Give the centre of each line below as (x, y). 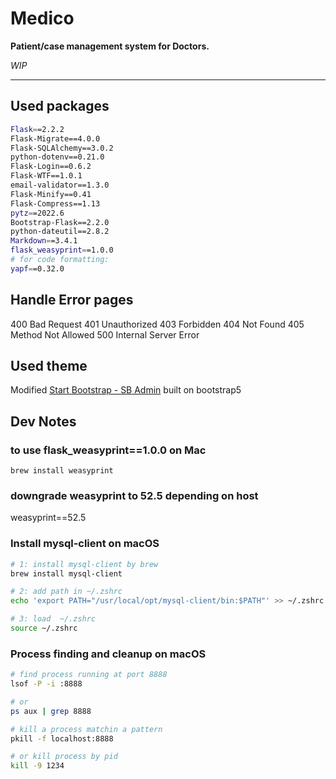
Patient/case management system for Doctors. (110, 46)
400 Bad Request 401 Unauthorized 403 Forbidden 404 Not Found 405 (157, 324)
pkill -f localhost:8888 (62, 738)
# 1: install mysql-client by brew (84, 564)
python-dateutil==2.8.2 (60, 232)
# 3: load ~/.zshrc (53, 619)
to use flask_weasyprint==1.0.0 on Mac (108, 450)
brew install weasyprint (62, 471)
